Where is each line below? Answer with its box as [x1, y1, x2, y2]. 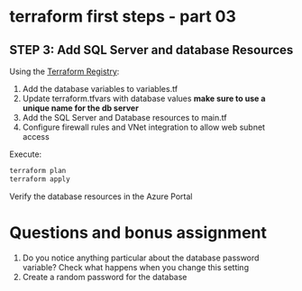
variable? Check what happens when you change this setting [22, 261, 250, 272]
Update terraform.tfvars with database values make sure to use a [22, 93, 266, 104]
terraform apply [9, 174, 70, 184]
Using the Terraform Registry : [9, 66, 120, 77]
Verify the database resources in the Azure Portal [9, 191, 193, 202]
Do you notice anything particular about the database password [22, 252, 260, 263]
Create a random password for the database [22, 271, 188, 282]
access [22, 132, 50, 141]
